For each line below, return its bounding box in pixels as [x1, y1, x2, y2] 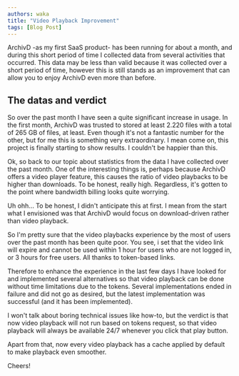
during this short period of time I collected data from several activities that [7, 51, 225, 59]
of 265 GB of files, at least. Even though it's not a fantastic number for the [7, 128, 225, 137]
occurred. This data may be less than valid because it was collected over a [7, 59, 227, 67]
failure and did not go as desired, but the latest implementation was [7, 290, 205, 298]
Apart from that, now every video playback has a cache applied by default [7, 340, 225, 349]
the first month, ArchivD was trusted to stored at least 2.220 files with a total [7, 121, 232, 129]
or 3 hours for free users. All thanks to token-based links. [7, 253, 176, 262]
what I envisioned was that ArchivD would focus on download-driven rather [7, 209, 230, 218]
